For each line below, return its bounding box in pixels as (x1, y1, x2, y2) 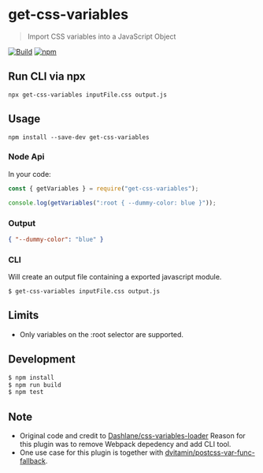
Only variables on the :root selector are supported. (19, 329, 183, 339)
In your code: (8, 169, 51, 178)
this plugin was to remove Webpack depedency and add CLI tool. (19, 440, 232, 449)
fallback (19, 456, 46, 466)
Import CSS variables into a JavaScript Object (27, 32, 176, 41)
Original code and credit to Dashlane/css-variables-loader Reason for (19, 431, 246, 441)
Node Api (8, 152, 45, 163)
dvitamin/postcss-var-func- (165, 448, 256, 457)
